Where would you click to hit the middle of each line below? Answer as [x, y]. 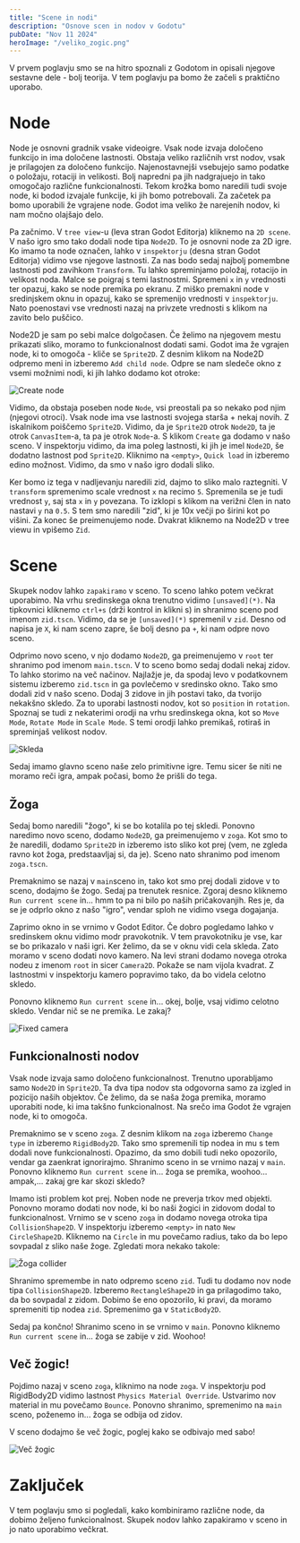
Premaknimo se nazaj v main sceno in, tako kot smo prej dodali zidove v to [145, 881]
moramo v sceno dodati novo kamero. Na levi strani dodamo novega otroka [148, 956]
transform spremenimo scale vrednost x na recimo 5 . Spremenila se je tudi [146, 492]
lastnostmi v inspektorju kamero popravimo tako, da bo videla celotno [138, 974]
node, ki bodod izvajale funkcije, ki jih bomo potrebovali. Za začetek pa [140, 196]
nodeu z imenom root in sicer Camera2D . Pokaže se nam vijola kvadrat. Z [142, 964]
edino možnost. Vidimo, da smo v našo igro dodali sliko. [112, 465]
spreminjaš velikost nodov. [58, 732]
